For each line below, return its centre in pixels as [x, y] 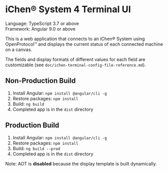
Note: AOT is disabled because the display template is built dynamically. [81, 163]
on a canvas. [19, 49]
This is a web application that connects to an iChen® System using [75, 39]
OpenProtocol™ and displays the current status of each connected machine [84, 44]
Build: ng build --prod [36, 148]
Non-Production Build [40, 81]
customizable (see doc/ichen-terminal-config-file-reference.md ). [76, 65]
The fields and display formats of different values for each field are [75, 59]
